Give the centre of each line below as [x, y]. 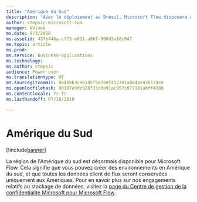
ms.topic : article [28, 45]
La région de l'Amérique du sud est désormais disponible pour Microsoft [93, 161]
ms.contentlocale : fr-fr [36, 94]
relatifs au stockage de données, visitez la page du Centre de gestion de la [96, 186]
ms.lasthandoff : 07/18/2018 [40, 99]
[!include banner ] [26, 150]
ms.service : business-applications [50, 55]
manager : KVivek [26, 28]
